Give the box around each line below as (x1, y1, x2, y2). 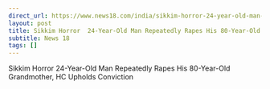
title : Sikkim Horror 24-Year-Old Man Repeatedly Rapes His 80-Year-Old (8, 26, 261, 34)
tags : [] (8, 42, 38, 50)
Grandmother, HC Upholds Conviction (8, 72, 134, 82)
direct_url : (8, 11, 48, 20)
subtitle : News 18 (8, 34, 70, 42)
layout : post (8, 19, 52, 27)
